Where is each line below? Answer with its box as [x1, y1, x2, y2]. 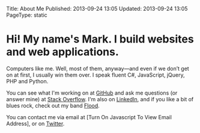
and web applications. [6, 45, 119, 59]
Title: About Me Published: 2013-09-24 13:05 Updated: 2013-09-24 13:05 [6, 5, 188, 12]
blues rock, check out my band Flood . [6, 102, 100, 109]
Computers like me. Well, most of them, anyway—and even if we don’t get [6, 65, 189, 72]
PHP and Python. [6, 77, 49, 84]
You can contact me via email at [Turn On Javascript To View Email [6, 113, 172, 120]
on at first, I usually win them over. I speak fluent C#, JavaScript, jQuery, [6, 71, 185, 78]
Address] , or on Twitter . [6, 120, 65, 127]
